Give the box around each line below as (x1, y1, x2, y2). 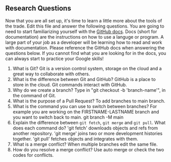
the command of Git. (12, 92, 56, 98)
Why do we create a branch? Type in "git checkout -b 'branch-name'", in (12, 87, 166, 93)
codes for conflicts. (12, 152, 54, 158)
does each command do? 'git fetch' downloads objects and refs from (12, 125, 158, 131)
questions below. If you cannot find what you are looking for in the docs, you (5, 50, 166, 56)
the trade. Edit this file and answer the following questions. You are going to (5, 23, 164, 29)
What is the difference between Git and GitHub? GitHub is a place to (12, 76, 156, 82)
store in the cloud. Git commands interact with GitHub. (12, 82, 127, 88)
